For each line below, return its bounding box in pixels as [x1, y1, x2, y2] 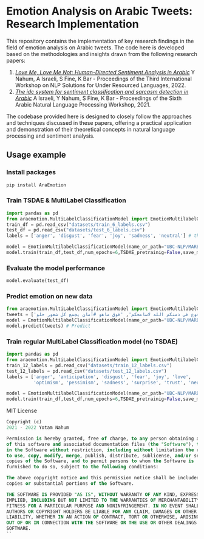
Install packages [6, 168, 56, 177]
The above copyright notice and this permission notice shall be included [6, 475, 200, 481]
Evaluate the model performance [6, 264, 105, 272]
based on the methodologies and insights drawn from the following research [6, 50, 197, 57]
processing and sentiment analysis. [6, 132, 95, 139]
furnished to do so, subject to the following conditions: [6, 464, 159, 470]
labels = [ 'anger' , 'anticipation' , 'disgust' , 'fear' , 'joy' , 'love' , [6, 373, 191, 380]
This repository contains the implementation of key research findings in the [6, 37, 194, 44]
